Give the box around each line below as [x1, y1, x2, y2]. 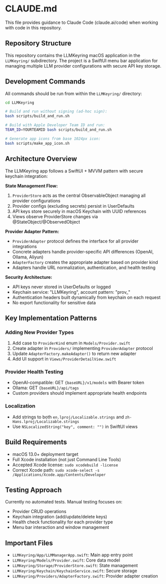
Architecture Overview [5, 155, 77, 163]
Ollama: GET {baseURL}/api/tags [12, 385, 79, 391]
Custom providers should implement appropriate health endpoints [12, 390, 147, 396]
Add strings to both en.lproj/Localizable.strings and [12, 414, 124, 420]
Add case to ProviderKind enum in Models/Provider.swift [12, 340, 130, 346]
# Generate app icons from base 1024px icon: [5, 136, 101, 141]
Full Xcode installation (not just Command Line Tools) [12, 456, 121, 462]
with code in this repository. [5, 24, 62, 30]
